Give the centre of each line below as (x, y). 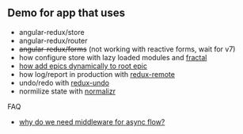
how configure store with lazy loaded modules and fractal (113, 57)
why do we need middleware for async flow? (92, 121)
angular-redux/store (51, 32)
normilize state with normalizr (67, 91)
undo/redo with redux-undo (64, 82)
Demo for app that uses (66, 13)
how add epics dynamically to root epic (83, 66)
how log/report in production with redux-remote (97, 74)
